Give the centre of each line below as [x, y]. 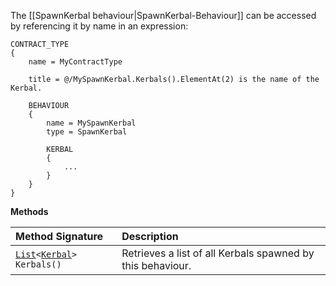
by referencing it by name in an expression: [99, 26]
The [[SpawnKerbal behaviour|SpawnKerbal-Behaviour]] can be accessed [163, 15]
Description [150, 236]
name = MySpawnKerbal [91, 123]
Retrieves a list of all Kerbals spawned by [218, 253]
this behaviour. [156, 265]
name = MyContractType [75, 62]
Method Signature [59, 236]
